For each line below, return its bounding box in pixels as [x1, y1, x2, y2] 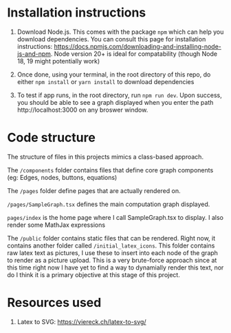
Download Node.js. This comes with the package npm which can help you [16, 28, 224, 36]
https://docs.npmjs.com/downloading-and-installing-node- [54, 42, 222, 50]
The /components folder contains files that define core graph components [7, 165, 214, 174]
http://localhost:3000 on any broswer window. [16, 105, 148, 114]
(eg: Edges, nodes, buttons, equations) [7, 173, 118, 181]
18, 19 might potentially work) [16, 57, 100, 65]
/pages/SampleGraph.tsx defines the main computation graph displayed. [7, 200, 210, 208]
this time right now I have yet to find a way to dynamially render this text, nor [7, 263, 224, 272]
